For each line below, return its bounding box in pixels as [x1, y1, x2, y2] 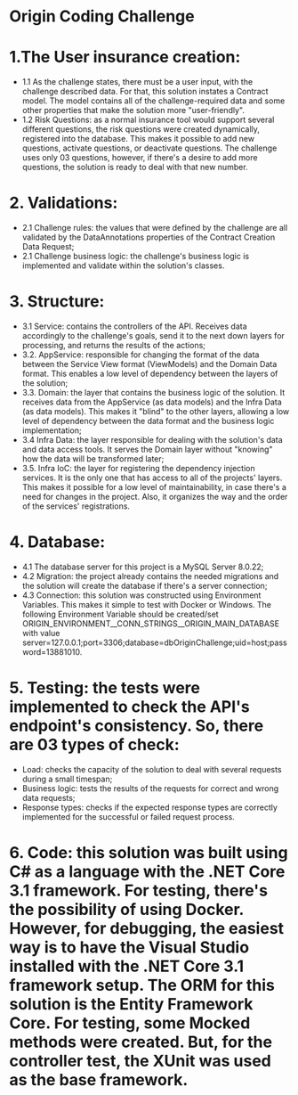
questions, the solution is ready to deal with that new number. [21, 162, 248, 173]
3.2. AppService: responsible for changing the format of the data [21, 349, 260, 360]
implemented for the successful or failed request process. [21, 811, 236, 821]
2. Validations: [9, 193, 118, 213]
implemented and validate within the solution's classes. [21, 260, 225, 271]
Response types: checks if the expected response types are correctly [21, 802, 278, 813]
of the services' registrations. [21, 501, 131, 511]
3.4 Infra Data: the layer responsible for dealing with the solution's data [21, 435, 283, 445]
